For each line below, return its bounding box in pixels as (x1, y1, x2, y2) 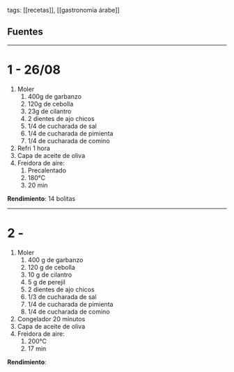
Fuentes (7, 26, 44, 38)
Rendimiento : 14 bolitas (7, 194, 76, 202)
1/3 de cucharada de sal (27, 292, 97, 301)
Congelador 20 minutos (17, 314, 86, 323)
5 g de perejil (27, 277, 66, 286)
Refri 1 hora (17, 144, 51, 152)
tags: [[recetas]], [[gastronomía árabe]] (7, 6, 120, 14)
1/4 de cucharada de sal (27, 122, 97, 130)
